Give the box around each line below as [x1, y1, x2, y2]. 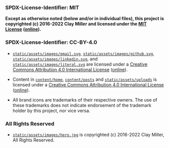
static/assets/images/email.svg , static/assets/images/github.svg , [12, 50, 155, 57]
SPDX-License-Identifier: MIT [5, 4, 79, 11]
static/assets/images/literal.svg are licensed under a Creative [12, 61, 148, 67]
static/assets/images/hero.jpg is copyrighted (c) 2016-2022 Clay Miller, [12, 131, 164, 137]
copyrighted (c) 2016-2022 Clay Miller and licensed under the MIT [5, 21, 147, 27]
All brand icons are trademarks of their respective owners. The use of [12, 96, 157, 103]
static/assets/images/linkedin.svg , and [12, 56, 98, 62]
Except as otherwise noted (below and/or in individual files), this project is [5, 16, 164, 22]
